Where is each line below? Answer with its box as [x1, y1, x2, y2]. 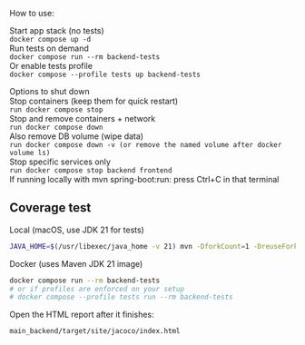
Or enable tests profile [9, 61, 93, 71]
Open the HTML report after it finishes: [9, 309, 154, 320]
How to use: [9, 8, 54, 18]
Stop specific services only [9, 156, 112, 167]
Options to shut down [9, 86, 90, 96]
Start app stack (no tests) [9, 25, 104, 35]
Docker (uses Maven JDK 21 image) [9, 258, 143, 269]
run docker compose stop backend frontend [9, 166, 172, 175]
